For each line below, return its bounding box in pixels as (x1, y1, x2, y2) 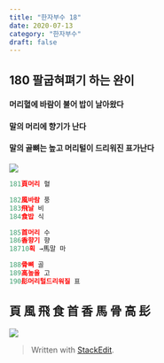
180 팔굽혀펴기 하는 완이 (9, 73, 135, 88)
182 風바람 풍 (9, 196, 51, 205)
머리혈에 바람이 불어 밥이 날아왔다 (9, 99, 124, 110)
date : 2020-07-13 (9, 21, 74, 30)
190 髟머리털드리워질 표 (9, 276, 82, 286)
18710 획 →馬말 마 (9, 244, 66, 253)
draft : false (9, 37, 58, 47)
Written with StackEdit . (30, 344, 115, 355)
